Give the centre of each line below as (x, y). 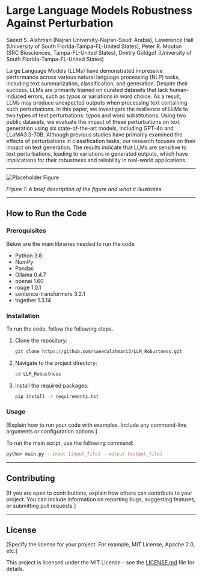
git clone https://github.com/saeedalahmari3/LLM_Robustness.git (98, 351)
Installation (23, 316)
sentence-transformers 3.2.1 (50, 294)
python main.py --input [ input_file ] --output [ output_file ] (84, 454)
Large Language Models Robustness (99, 11)
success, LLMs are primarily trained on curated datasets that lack (87, 90)
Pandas (24, 268)
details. (15, 569)
